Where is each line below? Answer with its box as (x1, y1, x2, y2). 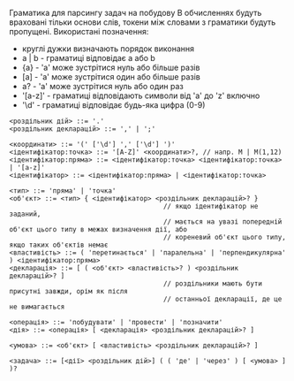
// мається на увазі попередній (162, 217, 283, 226)
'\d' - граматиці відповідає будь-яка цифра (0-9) (21, 100, 206, 110)
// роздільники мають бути (162, 279, 263, 288)
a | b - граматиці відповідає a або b (21, 53, 156, 63)
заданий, (9, 210, 41, 218)
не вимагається (9, 302, 65, 311)
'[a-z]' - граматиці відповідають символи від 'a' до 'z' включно (21, 90, 260, 101)
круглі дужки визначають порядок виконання (21, 43, 195, 54)
